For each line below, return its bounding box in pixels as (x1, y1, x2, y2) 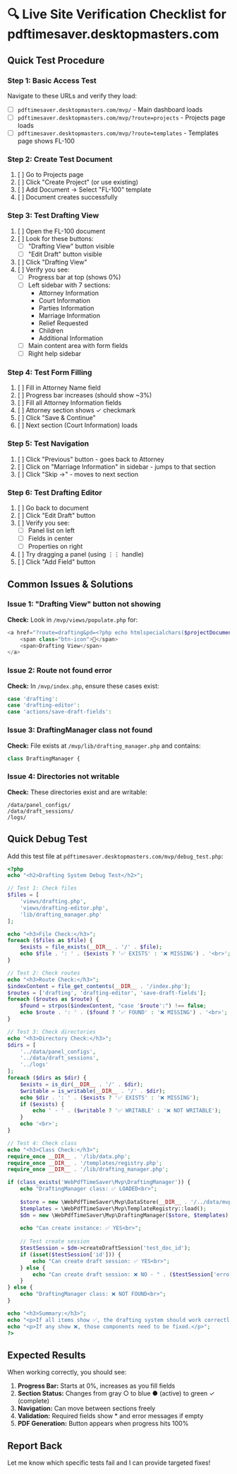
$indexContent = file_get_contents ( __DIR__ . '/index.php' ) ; (7, 982, 191, 990)
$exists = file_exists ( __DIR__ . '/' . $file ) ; (20, 944, 162, 951)
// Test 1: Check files (7, 885, 78, 892)
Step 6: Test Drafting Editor (7, 487, 102, 497)
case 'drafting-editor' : (7, 702, 80, 709)
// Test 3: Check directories (7, 1028, 97, 1035)
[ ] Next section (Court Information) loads (17, 421, 138, 429)
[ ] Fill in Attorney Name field (17, 383, 101, 392)
